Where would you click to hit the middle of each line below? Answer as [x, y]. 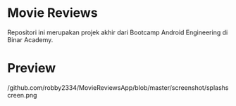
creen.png [22, 95]
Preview [32, 68]
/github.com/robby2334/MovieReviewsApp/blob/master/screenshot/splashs [118, 87]
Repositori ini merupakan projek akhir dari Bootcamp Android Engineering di [118, 32]
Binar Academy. [30, 39]
